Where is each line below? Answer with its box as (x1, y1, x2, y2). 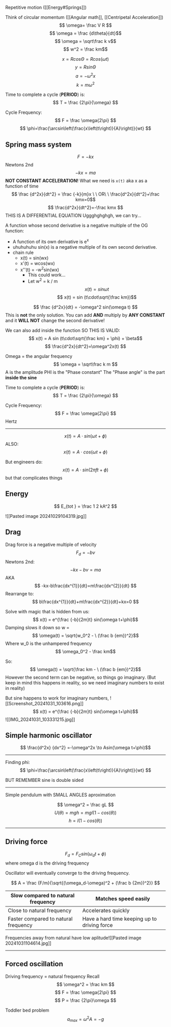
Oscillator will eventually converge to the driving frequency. (5, 870, 130, 876)
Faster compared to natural (8, 915, 73, 922)
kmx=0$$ (75, 197, 96, 203)
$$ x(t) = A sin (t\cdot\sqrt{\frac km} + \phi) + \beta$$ (28, 336, 142, 342)
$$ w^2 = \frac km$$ (63, 46, 108, 52)
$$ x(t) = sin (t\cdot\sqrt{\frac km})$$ (56, 294, 137, 300)
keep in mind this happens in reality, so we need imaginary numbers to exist (5, 679, 164, 686)
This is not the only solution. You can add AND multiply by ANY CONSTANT (5, 312, 165, 318)
